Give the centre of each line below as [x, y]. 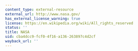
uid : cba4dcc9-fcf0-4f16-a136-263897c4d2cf [51, 37]
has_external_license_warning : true [43, 18]
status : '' [16, 28]
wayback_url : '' [22, 41]
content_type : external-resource [39, 9]
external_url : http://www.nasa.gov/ [43, 14]
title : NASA [17, 32]
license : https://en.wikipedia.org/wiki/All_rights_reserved [69, 23]
